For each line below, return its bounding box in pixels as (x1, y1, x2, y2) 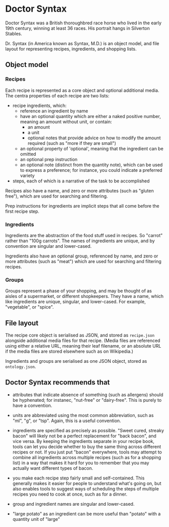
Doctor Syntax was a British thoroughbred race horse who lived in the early (5, 20, 162, 26)
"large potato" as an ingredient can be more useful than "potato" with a (12, 510, 161, 517)
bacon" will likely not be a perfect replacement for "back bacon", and (12, 433, 156, 439)
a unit (27, 129, 39, 135)
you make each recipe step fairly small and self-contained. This (12, 475, 145, 481)
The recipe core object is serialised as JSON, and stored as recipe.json (5, 332, 155, 338)
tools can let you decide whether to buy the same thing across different (12, 443, 161, 449)
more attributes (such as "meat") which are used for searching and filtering (5, 258, 161, 264)
